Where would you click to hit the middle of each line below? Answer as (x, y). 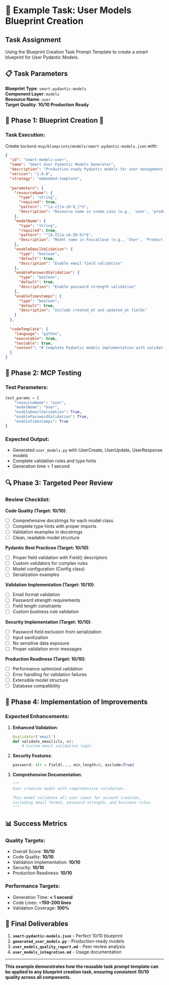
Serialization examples (36, 575)
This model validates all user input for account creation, (77, 798)
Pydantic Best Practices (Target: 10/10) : (47, 548)
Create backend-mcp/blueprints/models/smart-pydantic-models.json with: (81, 146)
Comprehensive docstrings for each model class (63, 520)
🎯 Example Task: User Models (68, 10)
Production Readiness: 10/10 (42, 873)
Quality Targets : (25, 840)
